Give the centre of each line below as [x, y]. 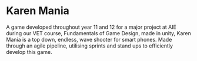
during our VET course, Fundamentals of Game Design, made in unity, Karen [98, 33]
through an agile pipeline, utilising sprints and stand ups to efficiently [90, 46]
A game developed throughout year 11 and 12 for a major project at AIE [91, 27]
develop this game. [29, 52]
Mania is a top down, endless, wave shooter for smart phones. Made [89, 39]
